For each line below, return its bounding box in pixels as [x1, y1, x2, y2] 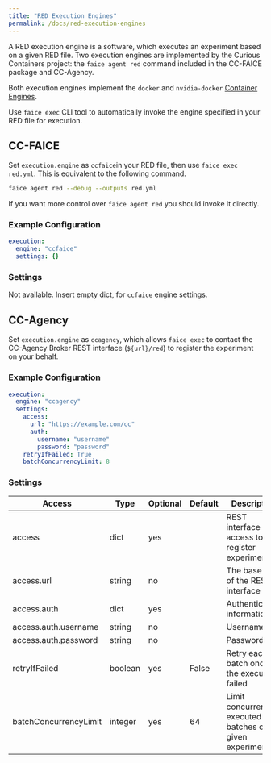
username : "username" [37, 435, 110, 444]
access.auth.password [12, 634, 98, 645]
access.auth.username [12, 621, 99, 632]
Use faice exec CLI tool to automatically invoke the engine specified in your [8, 106, 261, 117]
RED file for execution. [8, 115, 83, 125]
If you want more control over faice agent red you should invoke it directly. [8, 199, 260, 209]
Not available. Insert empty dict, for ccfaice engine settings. [8, 290, 208, 299]
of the [226, 574, 249, 586]
